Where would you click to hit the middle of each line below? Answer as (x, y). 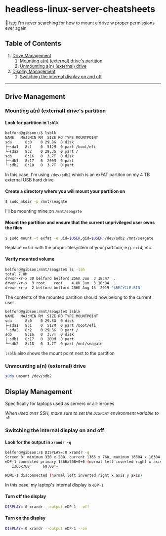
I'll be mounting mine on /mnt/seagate (43, 211)
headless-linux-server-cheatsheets (80, 9)
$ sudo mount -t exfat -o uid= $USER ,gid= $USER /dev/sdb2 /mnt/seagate (79, 238)
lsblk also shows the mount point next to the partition (60, 353)
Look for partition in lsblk (32, 123)
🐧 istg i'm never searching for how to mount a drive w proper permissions (80, 23)
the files (14, 227)
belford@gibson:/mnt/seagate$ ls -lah (45, 269)
